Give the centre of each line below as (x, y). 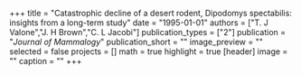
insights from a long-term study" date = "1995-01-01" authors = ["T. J (139, 23)
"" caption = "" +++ (46, 61)
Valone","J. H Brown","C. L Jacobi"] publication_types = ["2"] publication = (148, 32)
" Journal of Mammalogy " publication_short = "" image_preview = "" (136, 42)
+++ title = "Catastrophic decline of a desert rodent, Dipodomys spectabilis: (150, 13)
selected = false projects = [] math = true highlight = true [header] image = (149, 52)
